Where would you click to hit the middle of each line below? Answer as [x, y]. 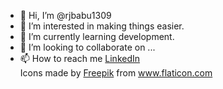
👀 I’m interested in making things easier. [102, 26]
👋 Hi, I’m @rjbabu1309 [65, 15]
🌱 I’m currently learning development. [97, 36]
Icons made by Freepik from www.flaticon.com [116, 73]
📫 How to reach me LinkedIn [80, 58]
